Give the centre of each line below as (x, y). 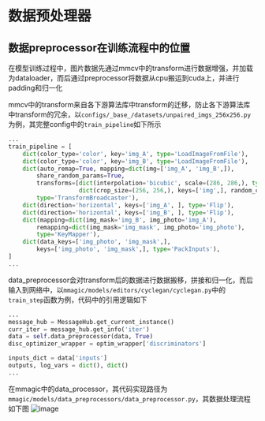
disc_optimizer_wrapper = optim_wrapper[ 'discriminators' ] (107, 344)
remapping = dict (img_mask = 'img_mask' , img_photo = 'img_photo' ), (141, 227)
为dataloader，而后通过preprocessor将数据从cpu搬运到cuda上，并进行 (124, 78)
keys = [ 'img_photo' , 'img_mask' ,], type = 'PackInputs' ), (129, 249)
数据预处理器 (50, 16)
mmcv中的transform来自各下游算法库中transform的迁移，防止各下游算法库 (129, 104)
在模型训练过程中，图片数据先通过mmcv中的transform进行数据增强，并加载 (131, 68)
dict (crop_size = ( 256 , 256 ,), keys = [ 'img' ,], (153, 191)
